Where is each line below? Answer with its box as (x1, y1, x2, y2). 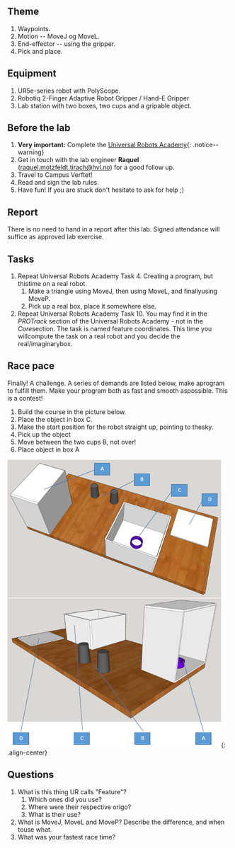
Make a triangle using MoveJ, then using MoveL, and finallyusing (28, 287, 218, 296)
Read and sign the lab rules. (17, 178, 99, 187)
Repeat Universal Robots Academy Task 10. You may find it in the (17, 309, 207, 318)
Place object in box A (17, 445, 80, 454)
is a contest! (7, 394, 43, 402)
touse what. (17, 825, 52, 834)
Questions (7, 769, 55, 781)
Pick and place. (17, 47, 63, 55)
